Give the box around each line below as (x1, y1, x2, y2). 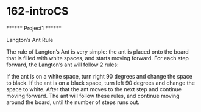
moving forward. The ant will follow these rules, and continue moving (6, 92, 180, 99)
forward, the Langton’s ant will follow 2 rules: (6, 61, 119, 68)
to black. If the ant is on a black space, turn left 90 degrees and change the (6, 79, 195, 86)
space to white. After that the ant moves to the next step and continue (6, 85, 182, 93)
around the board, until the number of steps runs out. (6, 99, 140, 106)
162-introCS (6, 4, 69, 18)
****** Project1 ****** (6, 24, 62, 32)
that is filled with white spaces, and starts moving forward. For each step (6, 54, 189, 61)
